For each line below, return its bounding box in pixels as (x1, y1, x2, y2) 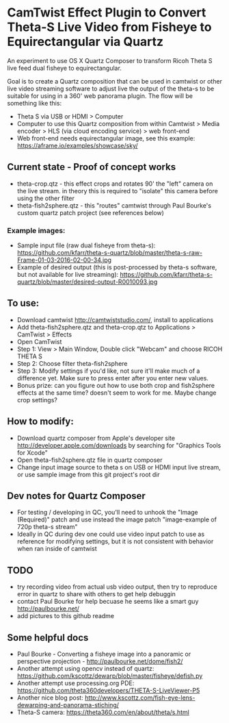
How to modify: (7, 416, 74, 428)
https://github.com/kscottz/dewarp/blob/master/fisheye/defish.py (16, 672, 203, 680)
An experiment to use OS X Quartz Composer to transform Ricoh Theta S (7, 56, 213, 64)
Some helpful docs (7, 632, 89, 644)
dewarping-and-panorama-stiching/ (16, 701, 120, 709)
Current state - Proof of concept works (7, 161, 176, 173)
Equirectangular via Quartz (7, 34, 164, 49)
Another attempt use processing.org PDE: (16, 679, 135, 687)
